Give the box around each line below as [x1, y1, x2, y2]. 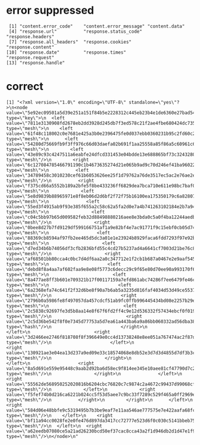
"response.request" [6, 54, 55, 60]
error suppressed [6, 4, 94, 17]
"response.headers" [6, 33, 55, 39]
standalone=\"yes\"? [129, 99, 180, 105]
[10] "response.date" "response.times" [6, 49, 127, 55]
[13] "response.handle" [6, 60, 65, 66]
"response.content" [6, 44, 55, 50]
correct [6, 80, 43, 93]
